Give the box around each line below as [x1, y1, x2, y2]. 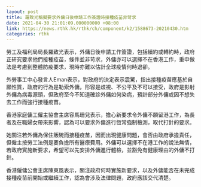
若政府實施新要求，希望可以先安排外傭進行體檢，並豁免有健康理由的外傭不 [6, 146, 190, 153]
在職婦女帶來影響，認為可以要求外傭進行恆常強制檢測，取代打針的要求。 [16, 119, 195, 126]
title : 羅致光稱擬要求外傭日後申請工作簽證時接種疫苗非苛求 [6, 14, 136, 20]
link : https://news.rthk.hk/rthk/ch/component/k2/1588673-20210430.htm [6, 25, 188, 32]
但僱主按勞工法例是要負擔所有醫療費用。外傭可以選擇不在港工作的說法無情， [6, 139, 195, 146]
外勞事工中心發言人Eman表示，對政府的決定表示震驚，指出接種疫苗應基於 [6, 76, 188, 83]
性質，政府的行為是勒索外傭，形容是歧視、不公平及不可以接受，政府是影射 [11, 83, 195, 91]
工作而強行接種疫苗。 [11, 98, 64, 105]
